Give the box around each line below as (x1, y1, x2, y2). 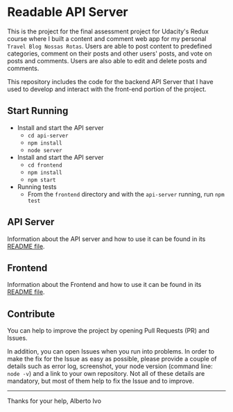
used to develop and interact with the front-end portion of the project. (7, 85, 207, 93)
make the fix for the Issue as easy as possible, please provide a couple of (7, 355, 217, 363)
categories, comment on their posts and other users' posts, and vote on (7, 49, 213, 58)
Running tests (17, 182, 57, 191)
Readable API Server (7, 4, 128, 20)
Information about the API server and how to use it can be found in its (7, 234, 206, 243)
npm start (27, 176, 57, 183)
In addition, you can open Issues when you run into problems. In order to (7, 347, 215, 356)
